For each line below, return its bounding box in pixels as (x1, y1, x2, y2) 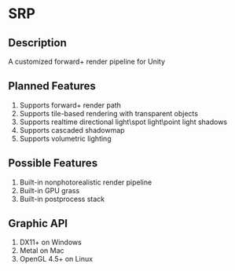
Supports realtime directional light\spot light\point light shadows (19, 117, 228, 126)
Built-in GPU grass (19, 185, 80, 195)
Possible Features (8, 156, 98, 170)
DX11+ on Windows (19, 237, 83, 247)
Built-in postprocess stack (19, 194, 105, 203)
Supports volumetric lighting (19, 134, 112, 143)
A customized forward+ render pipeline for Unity (8, 57, 166, 66)
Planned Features (8, 79, 97, 93)
